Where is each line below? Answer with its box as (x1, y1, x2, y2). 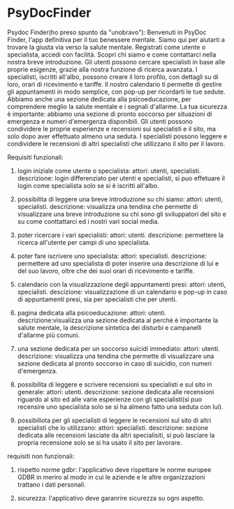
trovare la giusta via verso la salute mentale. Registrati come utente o (7, 43, 206, 51)
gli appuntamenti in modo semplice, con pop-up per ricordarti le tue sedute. (7, 87, 226, 96)
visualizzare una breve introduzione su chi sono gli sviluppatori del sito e (17, 210, 227, 218)
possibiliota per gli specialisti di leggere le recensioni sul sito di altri (17, 416, 212, 424)
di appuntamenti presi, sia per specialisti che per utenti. (17, 295, 177, 303)
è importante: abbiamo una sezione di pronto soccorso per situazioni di (7, 110, 212, 118)
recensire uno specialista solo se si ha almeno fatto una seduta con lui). (17, 402, 224, 410)
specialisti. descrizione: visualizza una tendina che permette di (17, 202, 198, 210)
